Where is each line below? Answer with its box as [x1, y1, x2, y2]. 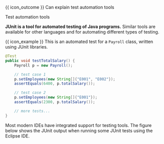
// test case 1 [14, 72, 46, 77]
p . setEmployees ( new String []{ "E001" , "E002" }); [14, 76, 115, 81]
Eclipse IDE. [5, 132, 30, 139]
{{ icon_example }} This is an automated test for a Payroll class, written [5, 38, 153, 44]
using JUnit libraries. [5, 44, 48, 49]
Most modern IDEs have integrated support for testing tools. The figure [5, 122, 152, 128]
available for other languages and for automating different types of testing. [5, 29, 159, 34]
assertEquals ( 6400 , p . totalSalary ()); [14, 81, 95, 86]
